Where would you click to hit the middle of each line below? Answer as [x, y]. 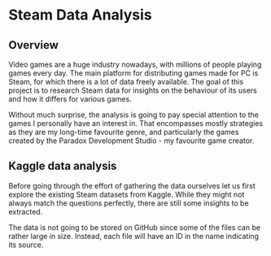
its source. [26, 245]
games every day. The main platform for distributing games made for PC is [133, 73]
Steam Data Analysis [80, 15]
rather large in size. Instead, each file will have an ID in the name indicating [133, 236]
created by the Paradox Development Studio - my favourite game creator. [131, 141]
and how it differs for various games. [70, 99]
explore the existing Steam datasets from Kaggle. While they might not [127, 194]
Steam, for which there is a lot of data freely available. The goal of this [126, 82]
